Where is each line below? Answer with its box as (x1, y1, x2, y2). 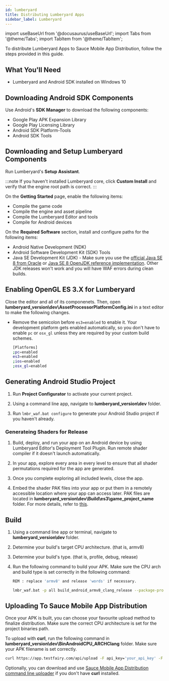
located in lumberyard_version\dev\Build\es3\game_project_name (12, 496, 154, 502)
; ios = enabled (12, 359, 40, 364)
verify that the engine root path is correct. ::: (5, 183, 97, 189)
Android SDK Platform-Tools (12, 127, 71, 133)
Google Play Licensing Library (12, 122, 75, 128)
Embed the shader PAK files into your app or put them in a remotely (12, 485, 152, 491)
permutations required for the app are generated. (12, 466, 115, 472)
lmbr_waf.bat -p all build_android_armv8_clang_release (12, 587, 132, 593)
